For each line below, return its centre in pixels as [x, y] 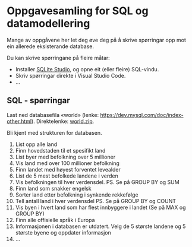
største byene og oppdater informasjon [63, 232]
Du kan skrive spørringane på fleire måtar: [59, 58]
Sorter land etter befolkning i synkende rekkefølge [77, 195]
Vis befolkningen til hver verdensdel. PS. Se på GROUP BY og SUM [97, 182]
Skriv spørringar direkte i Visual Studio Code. [70, 75]
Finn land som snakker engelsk [53, 188]
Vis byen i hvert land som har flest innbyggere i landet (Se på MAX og [100, 207]
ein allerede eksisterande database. [51, 46]
